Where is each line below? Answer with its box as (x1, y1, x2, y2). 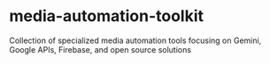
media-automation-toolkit (9, 6, 204, 26)
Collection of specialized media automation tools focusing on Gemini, (9, 35, 262, 46)
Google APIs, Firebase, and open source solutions (9, 44, 192, 54)
